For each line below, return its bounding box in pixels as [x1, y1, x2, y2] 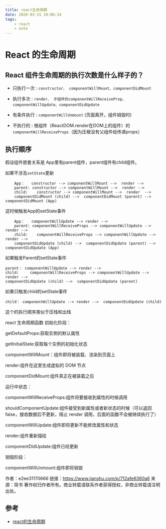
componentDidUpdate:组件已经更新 [5, 443, 79, 449]
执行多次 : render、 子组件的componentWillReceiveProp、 [12, 96, 126, 102]
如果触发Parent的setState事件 [5, 254, 67, 260]
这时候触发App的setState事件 [5, 208, 66, 214]
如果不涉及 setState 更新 [5, 169, 54, 176]
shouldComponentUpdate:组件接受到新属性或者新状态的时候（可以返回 [5, 405, 152, 411]
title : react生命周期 [5, 7, 48, 13]
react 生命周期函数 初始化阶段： [5, 319, 71, 325]
